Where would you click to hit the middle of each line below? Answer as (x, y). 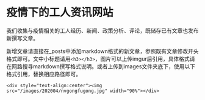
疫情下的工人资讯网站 (60, 12)
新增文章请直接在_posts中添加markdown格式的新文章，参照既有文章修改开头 (103, 51)
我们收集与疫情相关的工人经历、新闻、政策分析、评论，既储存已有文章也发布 (103, 30)
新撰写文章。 (22, 38)
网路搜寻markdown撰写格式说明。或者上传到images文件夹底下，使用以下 (103, 66)
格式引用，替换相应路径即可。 (44, 74)
